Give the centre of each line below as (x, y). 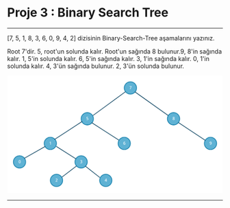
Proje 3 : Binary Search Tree (88, 13)
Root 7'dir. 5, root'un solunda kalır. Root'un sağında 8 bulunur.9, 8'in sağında (115, 51)
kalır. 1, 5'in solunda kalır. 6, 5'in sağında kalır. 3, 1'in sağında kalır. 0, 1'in (108, 58)
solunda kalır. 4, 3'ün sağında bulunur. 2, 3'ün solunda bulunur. (96, 66)
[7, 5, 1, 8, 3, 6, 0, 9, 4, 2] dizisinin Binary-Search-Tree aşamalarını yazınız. (111, 38)
